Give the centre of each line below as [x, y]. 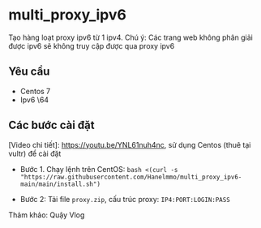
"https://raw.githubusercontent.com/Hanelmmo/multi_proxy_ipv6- [131, 177]
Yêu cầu [29, 72]
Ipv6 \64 [34, 100]
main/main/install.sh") [60, 184]
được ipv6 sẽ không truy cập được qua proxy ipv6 [92, 45]
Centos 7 [35, 91]
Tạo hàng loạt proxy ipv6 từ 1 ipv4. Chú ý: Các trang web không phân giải [130, 37]
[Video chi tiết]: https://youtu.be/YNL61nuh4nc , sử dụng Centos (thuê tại [130, 144]
